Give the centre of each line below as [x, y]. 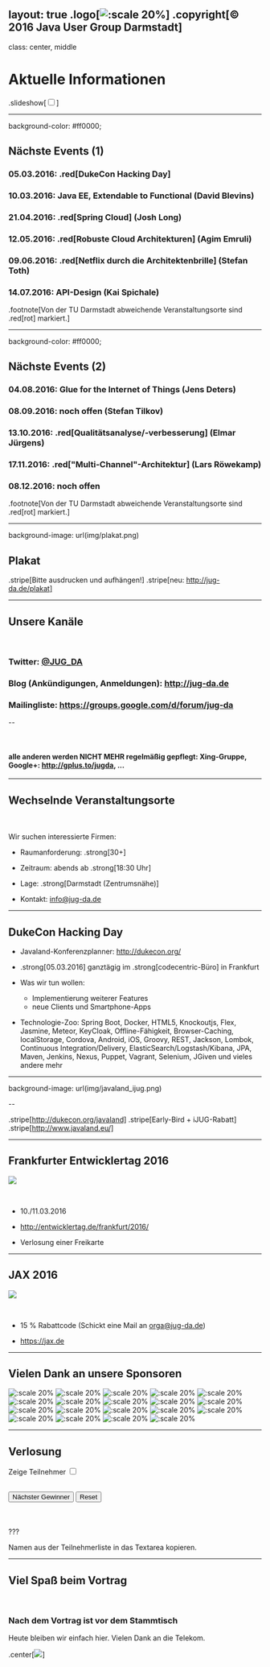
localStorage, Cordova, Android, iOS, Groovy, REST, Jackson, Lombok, [137, 1040]
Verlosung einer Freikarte [62, 1242]
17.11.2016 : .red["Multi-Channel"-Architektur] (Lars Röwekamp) [135, 465]
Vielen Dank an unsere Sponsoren [95, 1374]
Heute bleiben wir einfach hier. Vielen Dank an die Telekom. [107, 1638]
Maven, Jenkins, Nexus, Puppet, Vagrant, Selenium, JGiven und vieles [136, 1057]
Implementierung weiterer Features [90, 999]
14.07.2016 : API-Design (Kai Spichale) [84, 292]
